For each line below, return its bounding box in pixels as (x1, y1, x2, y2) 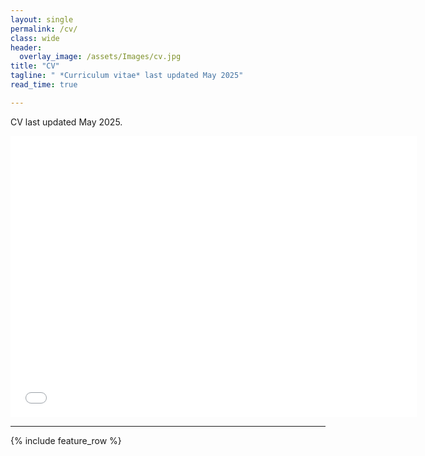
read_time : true (10, 80, 78, 90)
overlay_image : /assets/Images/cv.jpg (19, 52, 182, 62)
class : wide (10, 33, 60, 43)
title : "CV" (10, 61, 60, 71)
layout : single (10, 14, 74, 25)
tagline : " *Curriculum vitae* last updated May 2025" (10, 71, 244, 81)
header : (10, 42, 43, 53)
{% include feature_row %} (10, 434, 122, 446)
